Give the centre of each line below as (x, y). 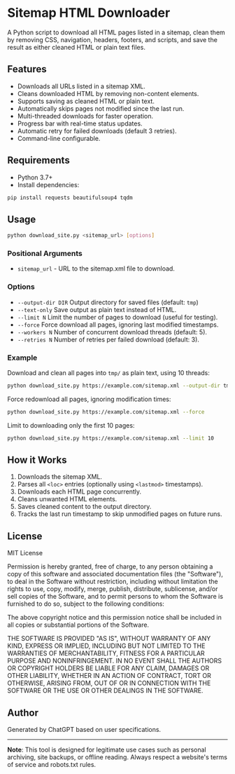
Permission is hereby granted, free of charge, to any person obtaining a (110, 566)
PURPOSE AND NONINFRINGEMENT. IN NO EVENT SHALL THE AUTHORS (115, 661)
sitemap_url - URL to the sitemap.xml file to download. (96, 269)
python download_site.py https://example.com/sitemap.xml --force (106, 412)
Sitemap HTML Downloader (89, 13)
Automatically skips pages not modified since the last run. (101, 108)
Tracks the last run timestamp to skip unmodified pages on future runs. (120, 514)
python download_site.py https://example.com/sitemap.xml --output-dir (114, 386)
